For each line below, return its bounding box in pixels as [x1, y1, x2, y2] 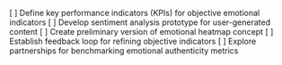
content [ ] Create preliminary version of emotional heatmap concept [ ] [9, 27, 274, 37]
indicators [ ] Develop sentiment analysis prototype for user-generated [9, 17, 271, 28]
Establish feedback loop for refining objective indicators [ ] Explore [9, 36, 257, 46]
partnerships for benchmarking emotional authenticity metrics [9, 45, 239, 56]
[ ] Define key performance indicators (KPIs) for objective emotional [9, 8, 260, 18]
